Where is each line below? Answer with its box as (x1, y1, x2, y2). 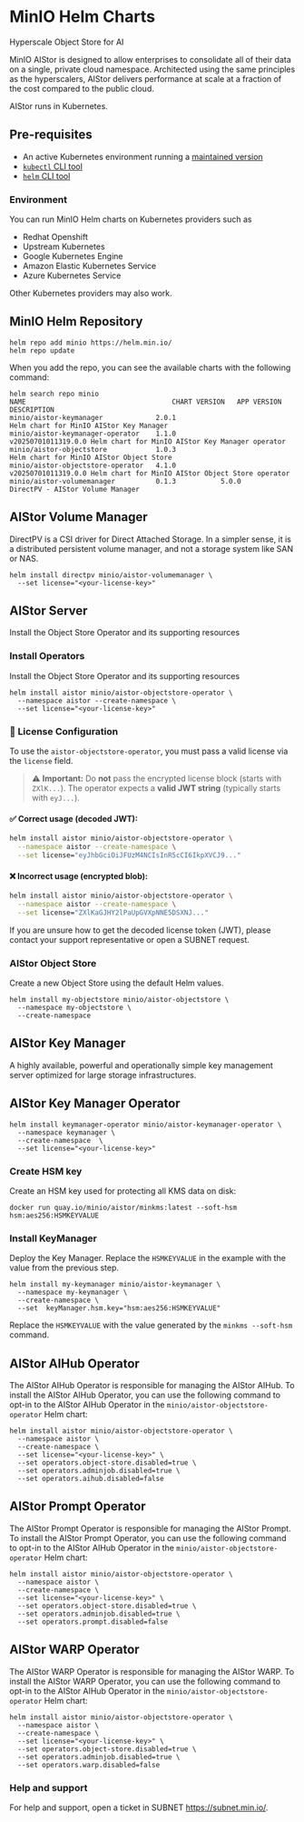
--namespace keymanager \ (17, 1127, 116, 1137)
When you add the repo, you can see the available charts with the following (9, 362, 291, 373)
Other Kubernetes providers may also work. (9, 288, 172, 299)
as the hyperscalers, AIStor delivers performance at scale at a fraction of (9, 73, 282, 84)
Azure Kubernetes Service (22, 270, 122, 281)
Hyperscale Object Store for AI (9, 36, 124, 47)
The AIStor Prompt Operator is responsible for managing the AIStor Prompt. (9, 1523, 292, 1534)
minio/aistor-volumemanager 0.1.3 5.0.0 (9, 476, 242, 486)
